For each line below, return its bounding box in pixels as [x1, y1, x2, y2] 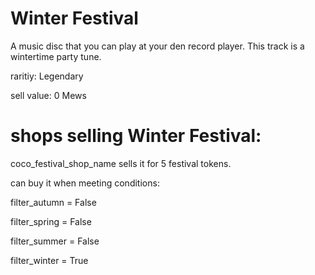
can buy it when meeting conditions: [10, 177, 160, 189]
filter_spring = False [10, 215, 92, 227]
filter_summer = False [10, 235, 100, 247]
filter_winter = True [10, 254, 89, 266]
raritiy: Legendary [10, 70, 84, 82]
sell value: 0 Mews [10, 89, 87, 101]
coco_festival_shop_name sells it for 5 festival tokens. [10, 157, 232, 169]
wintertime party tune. [10, 50, 102, 62]
